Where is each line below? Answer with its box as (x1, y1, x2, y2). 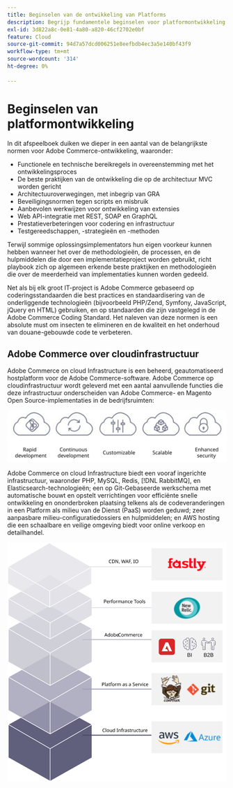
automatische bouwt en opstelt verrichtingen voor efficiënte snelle (7, 491, 198, 500)
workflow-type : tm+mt (7, 48, 70, 55)
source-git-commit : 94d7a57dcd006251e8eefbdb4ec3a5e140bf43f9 (7, 40, 191, 48)
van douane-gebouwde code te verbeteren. (7, 328, 133, 336)
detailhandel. (7, 528, 45, 537)
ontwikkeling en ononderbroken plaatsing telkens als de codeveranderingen (7, 499, 225, 507)
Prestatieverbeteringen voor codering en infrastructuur (17, 219, 175, 228)
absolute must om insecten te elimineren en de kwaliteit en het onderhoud (7, 320, 220, 329)
